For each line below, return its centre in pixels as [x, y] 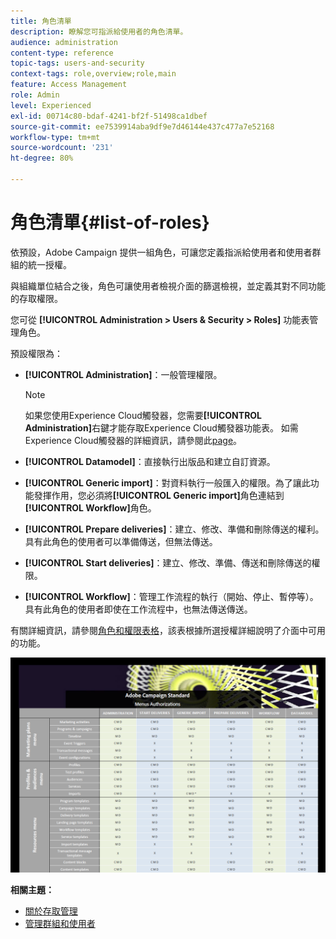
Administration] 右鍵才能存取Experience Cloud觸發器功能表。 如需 [161, 427]
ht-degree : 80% [42, 158]
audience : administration [64, 42]
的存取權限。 [36, 298]
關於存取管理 [51, 911]
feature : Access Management [69, 85]
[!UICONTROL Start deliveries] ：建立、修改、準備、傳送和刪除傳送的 [168, 562]
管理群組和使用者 [60, 924]
